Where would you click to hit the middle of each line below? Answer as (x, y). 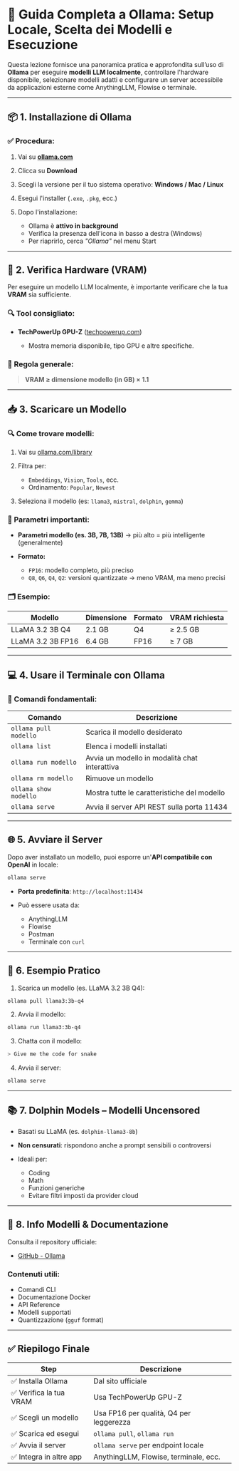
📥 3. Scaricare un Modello (67, 409)
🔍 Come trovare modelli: (51, 434)
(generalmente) (40, 543)
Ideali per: (32, 1159)
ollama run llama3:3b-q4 (44, 1028)
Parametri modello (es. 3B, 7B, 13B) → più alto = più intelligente (111, 535)
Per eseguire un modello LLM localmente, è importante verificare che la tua (118, 287)
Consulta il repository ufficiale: (52, 1242)
